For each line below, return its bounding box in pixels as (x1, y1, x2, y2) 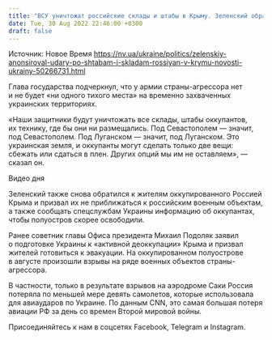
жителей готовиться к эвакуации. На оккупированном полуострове (8, 248, 244, 257)
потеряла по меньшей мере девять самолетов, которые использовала (8, 289, 254, 300)
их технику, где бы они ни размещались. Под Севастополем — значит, (8, 123, 254, 134)
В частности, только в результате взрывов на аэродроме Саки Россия (8, 281, 253, 291)
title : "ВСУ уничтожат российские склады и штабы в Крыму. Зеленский (8, 11, 249, 20)
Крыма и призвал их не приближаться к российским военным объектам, (8, 198, 263, 207)
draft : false (8, 27, 53, 35)
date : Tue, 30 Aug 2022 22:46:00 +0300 (8, 19, 143, 28)
